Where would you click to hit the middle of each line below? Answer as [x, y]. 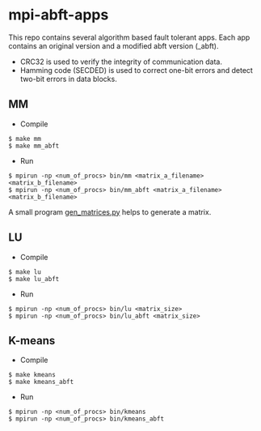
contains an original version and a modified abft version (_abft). [114, 45]
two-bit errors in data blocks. [68, 79]
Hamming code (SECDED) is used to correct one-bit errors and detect [136, 70]
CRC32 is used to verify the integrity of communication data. [121, 62]
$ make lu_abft [34, 279]
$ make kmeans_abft [41, 382]
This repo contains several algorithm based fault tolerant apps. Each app [129, 37]
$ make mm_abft [34, 146]
